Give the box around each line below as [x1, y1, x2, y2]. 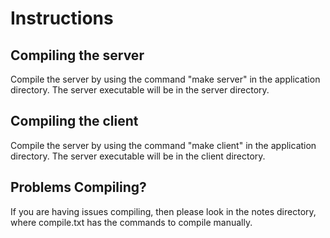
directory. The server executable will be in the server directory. [10, 84, 270, 96]
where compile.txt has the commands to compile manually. [10, 216, 253, 228]
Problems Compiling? [10, 179, 147, 196]
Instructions [10, 7, 114, 30]
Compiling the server [10, 47, 145, 64]
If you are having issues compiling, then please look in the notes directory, [10, 205, 317, 217]
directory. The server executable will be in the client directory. [10, 150, 266, 162]
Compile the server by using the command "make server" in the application [10, 73, 321, 85]
